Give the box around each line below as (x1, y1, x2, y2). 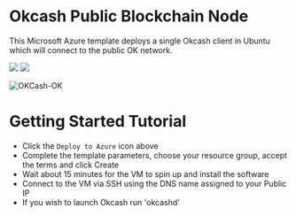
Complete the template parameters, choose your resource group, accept (21, 150, 288, 160)
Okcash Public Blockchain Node (9, 6, 249, 27)
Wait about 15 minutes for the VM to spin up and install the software (21, 168, 269, 179)
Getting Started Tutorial (9, 112, 187, 132)
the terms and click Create (21, 159, 120, 170)
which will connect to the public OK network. (9, 44, 173, 55)
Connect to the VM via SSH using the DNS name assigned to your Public (21, 178, 287, 189)
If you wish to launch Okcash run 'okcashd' (21, 197, 180, 207)
